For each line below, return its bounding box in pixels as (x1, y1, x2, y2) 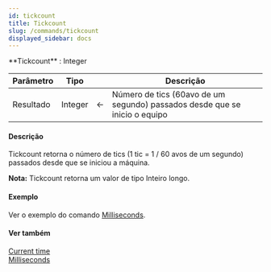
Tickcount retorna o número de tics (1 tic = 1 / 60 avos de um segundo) (8, 150, 244, 159)
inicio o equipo (111, 109, 168, 121)
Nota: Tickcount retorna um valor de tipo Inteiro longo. (8, 174, 190, 183)
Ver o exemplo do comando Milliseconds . (8, 210, 146, 220)
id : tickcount (8, 11, 56, 20)
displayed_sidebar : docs (8, 34, 92, 43)
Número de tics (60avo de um (111, 89, 226, 101)
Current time (8, 246, 51, 256)
